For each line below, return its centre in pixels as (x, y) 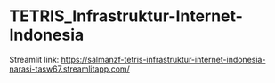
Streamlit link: (34, 59)
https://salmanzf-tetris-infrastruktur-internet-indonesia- (163, 59)
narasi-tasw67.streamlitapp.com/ (70, 69)
